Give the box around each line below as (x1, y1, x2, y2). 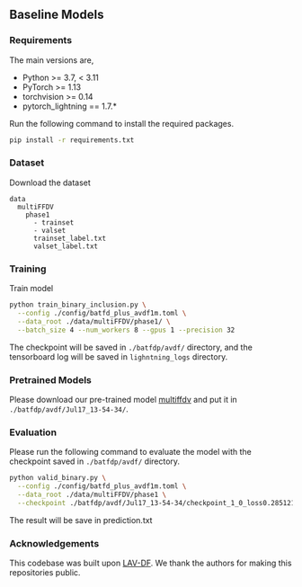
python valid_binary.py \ (9, 474, 106, 483)
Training (9, 262, 47, 275)
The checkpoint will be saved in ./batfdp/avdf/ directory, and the (9, 342, 253, 352)
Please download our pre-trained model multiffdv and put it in (9, 394, 238, 405)
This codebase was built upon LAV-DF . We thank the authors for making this (9, 557, 292, 569)
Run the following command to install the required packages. (9, 118, 235, 129)
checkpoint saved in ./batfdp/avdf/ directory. (9, 456, 181, 467)
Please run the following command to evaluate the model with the (9, 447, 252, 458)
